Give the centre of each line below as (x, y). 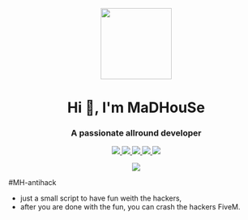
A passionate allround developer (136, 133)
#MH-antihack (32, 183)
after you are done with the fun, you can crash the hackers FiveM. (130, 207)
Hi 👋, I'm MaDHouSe (136, 108)
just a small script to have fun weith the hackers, (101, 198)
